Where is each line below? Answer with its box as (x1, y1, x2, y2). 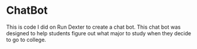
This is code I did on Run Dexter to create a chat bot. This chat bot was (6, 23, 181, 30)
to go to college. (6, 36, 47, 43)
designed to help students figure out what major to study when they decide (6, 29, 192, 36)
